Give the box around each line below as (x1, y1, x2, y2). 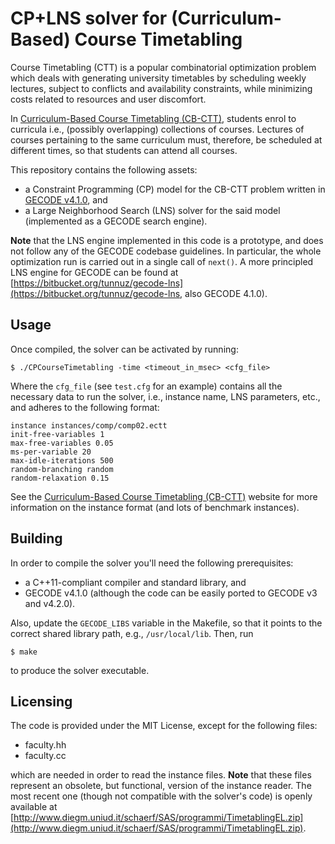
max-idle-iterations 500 (10, 455, 114, 466)
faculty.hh (24, 739, 67, 751)
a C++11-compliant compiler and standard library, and (24, 576, 247, 588)
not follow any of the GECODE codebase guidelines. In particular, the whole (10, 245, 322, 257)
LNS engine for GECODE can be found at (10, 266, 179, 278)
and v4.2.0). (24, 597, 76, 609)
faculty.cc (24, 750, 67, 762)
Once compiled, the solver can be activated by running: (10, 343, 239, 355)
